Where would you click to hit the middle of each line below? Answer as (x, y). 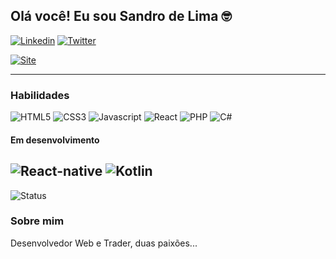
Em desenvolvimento (55, 140)
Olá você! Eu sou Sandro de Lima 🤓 (121, 16)
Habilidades (40, 95)
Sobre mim (37, 221)
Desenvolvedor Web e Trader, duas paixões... (104, 243)
